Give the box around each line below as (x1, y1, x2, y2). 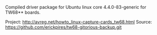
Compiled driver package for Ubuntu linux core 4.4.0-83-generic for (5, 4, 146, 10)
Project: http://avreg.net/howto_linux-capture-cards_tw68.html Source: (5, 19, 152, 25)
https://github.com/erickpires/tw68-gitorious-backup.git (5, 24, 122, 30)
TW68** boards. (5, 9, 41, 15)
